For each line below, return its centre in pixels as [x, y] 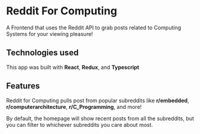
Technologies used [42, 53]
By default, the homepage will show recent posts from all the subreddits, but [100, 118]
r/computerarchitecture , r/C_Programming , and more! [74, 106]
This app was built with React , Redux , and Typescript [73, 67]
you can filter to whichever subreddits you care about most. [80, 124]
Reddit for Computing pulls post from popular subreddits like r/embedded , [98, 100]
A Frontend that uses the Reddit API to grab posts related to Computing [94, 28]
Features [23, 86]
